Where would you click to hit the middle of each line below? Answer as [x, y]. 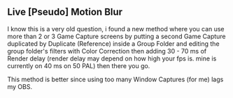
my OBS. [20, 86]
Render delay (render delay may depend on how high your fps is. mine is [112, 58]
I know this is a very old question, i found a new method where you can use [116, 28]
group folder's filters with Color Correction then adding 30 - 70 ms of [107, 51]
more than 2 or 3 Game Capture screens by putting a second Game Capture [116, 36]
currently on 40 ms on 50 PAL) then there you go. [79, 65]
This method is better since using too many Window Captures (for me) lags [115, 79]
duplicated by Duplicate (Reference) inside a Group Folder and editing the [113, 43]
